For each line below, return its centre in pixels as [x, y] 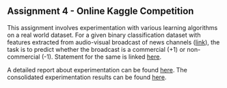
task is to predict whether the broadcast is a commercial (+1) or [96, 49]
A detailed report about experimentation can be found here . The [97, 70]
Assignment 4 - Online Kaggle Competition [101, 11]
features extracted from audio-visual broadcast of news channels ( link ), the [113, 42]
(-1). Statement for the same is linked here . [102, 57]
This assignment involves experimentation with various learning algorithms [112, 27]
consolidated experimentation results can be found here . [87, 77]
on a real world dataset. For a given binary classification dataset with [104, 35]
